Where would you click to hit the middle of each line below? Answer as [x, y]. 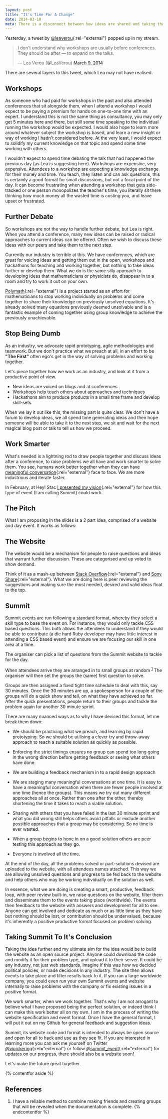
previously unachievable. [31, 317]
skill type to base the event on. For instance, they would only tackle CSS [79, 623]
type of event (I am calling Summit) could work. [54, 492]
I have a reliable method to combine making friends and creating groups [86, 1101]
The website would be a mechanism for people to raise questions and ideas [83, 553]
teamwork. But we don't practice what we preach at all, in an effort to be [80, 351]
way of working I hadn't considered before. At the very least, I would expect [83, 138]
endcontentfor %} [31, 1112]
